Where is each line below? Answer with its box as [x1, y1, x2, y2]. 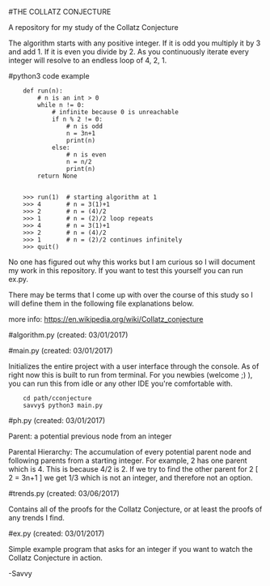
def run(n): [23, 87, 63, 95]
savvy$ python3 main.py [23, 401, 103, 409]
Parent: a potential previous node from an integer [8, 431, 172, 441]
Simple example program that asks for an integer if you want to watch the [8, 545, 253, 554]
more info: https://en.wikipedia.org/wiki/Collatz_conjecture [8, 314, 204, 323]
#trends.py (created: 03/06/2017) [8, 489, 120, 498]
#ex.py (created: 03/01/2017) [8, 528, 105, 538]
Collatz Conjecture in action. [8, 553, 103, 562]
